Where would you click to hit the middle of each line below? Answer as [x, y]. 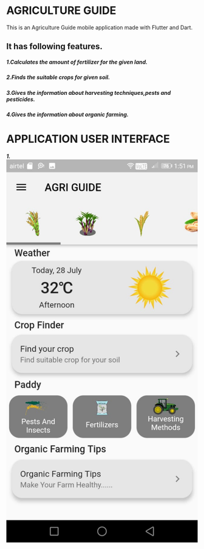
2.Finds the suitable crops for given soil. [58, 77]
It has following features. [55, 47]
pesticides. [21, 99]
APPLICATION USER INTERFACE [88, 139]
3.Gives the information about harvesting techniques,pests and [89, 92]
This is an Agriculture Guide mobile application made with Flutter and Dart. [100, 27]
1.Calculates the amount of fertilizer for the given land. [77, 62]
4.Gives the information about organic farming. [67, 115]
